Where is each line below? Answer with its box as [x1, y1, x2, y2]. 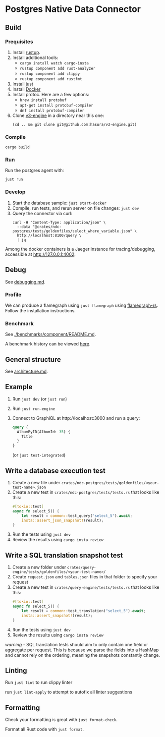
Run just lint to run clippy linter [5, 680, 73, 685]
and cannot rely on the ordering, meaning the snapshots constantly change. [5, 652, 160, 658]
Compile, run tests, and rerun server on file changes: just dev [12, 205, 139, 211]
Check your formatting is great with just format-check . [5, 717, 118, 723]
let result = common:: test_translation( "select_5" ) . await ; [21, 608, 146, 613]
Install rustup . [12, 49, 41, 55]
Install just [12, 81, 34, 87]
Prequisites [5, 38, 33, 45]
